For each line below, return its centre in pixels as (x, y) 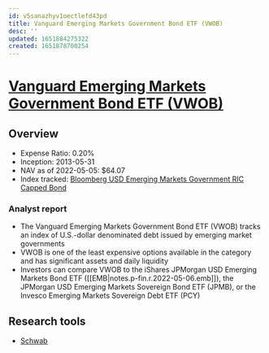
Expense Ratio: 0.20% (57, 153)
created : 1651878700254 (49, 46)
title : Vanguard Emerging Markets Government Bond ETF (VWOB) (116, 24)
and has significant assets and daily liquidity (94, 261)
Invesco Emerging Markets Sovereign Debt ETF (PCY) (110, 296)
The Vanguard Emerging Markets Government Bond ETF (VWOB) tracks (141, 227)
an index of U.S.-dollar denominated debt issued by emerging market (136, 235)
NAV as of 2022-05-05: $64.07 (73, 171)
